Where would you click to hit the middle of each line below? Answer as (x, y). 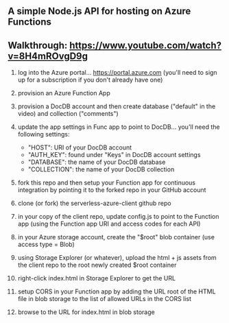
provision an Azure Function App (64, 93)
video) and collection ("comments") (68, 114)
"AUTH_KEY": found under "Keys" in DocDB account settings (114, 155)
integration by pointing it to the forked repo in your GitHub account (112, 190)
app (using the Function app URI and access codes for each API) (109, 224)
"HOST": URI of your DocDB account (80, 147)
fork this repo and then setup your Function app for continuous (107, 183)
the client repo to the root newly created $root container (97, 265)
